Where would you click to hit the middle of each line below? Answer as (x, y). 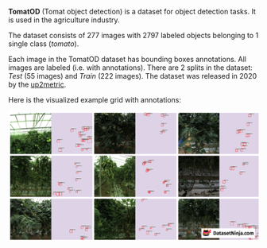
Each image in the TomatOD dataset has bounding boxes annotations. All (128, 59)
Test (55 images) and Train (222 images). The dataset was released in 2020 (133, 76)
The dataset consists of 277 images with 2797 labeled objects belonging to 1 (133, 35)
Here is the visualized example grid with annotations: (95, 100)
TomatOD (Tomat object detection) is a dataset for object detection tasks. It (132, 12)
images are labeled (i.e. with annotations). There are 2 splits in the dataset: (130, 68)
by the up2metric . (37, 84)
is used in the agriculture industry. (64, 20)
